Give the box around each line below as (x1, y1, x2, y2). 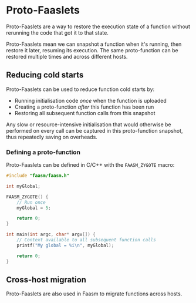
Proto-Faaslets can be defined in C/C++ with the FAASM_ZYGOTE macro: (6, 161, 175, 169)
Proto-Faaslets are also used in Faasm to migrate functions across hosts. (6, 290, 183, 297)
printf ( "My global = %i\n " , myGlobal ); (16, 242, 114, 248)
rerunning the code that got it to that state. (6, 29, 109, 36)
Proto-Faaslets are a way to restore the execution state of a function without (6, 23, 191, 30)
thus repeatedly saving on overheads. (6, 133, 98, 140)
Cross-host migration (6, 274, 87, 285)
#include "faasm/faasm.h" (6, 173, 69, 179)
